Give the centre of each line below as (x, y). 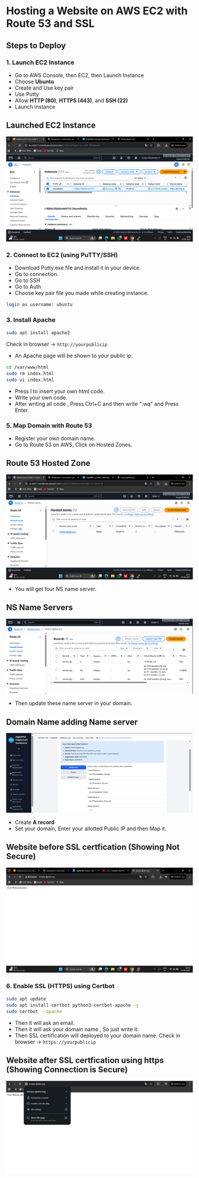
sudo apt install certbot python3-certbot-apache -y (73, 1005)
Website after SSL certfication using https (85, 1060)
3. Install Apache (31, 320)
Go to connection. (37, 274)
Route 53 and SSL (50, 23)
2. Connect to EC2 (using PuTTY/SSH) (62, 255)
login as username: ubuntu (39, 304)
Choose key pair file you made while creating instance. (82, 293)
